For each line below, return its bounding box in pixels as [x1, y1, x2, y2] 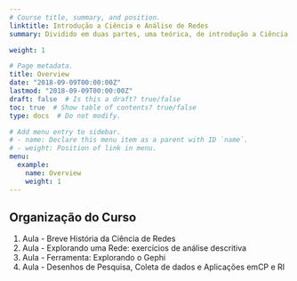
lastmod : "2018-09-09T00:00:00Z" [9, 86, 133, 95]
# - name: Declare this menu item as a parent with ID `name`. [9, 135, 249, 145]
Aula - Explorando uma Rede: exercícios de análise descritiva [21, 243, 247, 253]
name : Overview [25, 168, 82, 178]
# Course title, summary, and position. [9, 12, 162, 22]
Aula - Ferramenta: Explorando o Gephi [21, 253, 166, 263]
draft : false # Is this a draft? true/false [9, 94, 181, 103]
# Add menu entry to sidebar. [9, 127, 122, 136]
